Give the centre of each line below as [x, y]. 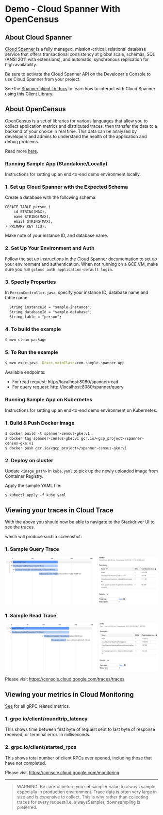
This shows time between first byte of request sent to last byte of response [80, 729]
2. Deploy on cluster [29, 460]
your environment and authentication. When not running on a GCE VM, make [81, 264]
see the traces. [20, 527]
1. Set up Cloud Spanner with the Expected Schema [66, 187]
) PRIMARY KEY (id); [26, 227]
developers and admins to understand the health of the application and [76, 136]
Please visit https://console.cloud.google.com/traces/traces [65, 679]
